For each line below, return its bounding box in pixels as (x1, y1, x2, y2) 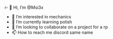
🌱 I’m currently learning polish (11, 19, 72, 25)
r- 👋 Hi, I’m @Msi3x (4, 5, 44, 10)
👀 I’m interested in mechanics (11, 14, 71, 19)
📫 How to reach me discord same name (11, 29, 93, 35)
